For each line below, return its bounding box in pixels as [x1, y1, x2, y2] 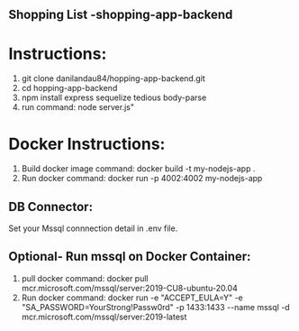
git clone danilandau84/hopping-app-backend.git [21, 73, 206, 84]
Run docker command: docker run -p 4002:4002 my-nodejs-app [21, 173, 263, 184]
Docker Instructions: [8, 133, 166, 154]
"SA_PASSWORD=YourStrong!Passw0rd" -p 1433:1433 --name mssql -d [21, 301, 290, 312]
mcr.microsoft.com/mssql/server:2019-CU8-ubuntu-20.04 [21, 282, 238, 293]
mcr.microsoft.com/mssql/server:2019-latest [21, 311, 187, 322]
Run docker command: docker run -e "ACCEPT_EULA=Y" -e [21, 292, 244, 303]
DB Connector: [8, 198, 94, 215]
